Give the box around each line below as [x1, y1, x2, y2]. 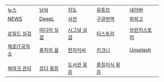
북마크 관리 [7, 65, 32, 72]
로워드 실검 [7, 30, 32, 37]
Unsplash [129, 46, 151, 53]
